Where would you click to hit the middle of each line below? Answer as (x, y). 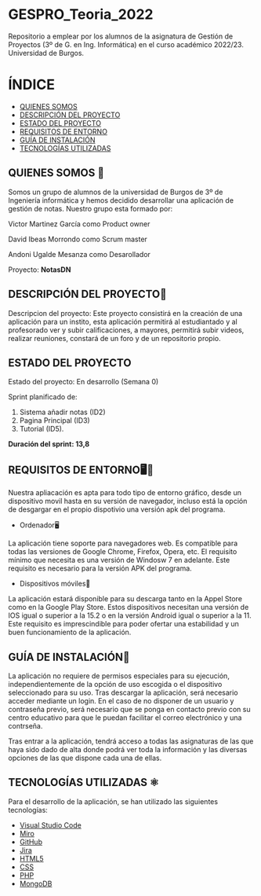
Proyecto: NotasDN (40, 270)
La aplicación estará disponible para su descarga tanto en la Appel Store (125, 599)
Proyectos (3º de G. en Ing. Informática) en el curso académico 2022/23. (126, 44)
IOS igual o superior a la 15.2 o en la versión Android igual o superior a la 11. (130, 615)
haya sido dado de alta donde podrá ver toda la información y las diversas (128, 749)
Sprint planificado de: (43, 397)
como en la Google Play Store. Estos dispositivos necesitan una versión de (129, 608)
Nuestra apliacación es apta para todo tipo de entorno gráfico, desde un (125, 493)
